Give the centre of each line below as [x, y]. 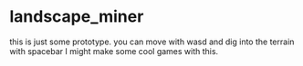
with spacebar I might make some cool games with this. [114, 51]
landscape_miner [77, 17]
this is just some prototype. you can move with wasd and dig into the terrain [152, 42]
